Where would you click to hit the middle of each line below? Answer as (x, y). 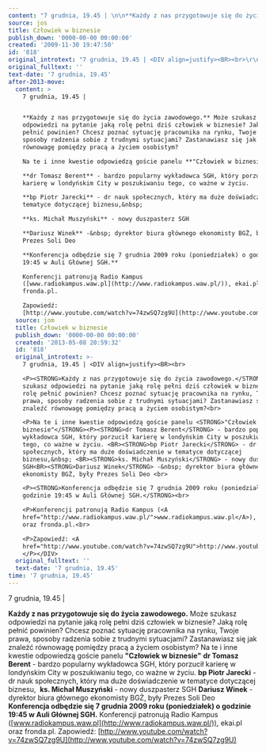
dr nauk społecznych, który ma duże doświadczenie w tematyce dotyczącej (132, 681)
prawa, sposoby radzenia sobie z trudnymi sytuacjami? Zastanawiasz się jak (133, 639)
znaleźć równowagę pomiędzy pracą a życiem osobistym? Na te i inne (123, 647)
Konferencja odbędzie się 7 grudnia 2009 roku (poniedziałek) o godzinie (130, 706)
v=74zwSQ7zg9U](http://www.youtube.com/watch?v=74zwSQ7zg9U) (123, 739)
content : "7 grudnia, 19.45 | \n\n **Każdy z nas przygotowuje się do (125, 15)
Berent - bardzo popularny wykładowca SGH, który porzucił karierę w (122, 664)
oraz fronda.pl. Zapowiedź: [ (55, 731)
